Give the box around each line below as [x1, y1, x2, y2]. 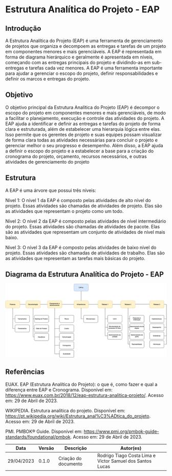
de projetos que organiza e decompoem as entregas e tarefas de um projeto [5, 43, 166, 49]
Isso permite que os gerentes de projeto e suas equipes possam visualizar [5, 131, 162, 137]
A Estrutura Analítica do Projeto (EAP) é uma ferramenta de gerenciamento [5, 37, 163, 44]
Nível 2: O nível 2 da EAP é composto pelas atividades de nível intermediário [5, 218, 166, 224]
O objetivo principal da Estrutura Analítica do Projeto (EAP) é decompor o [5, 104, 160, 110]
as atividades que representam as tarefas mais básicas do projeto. [5, 255, 146, 261]
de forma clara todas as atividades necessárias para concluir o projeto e [5, 137, 158, 143]
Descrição [64, 445, 87, 451]
